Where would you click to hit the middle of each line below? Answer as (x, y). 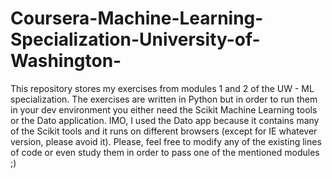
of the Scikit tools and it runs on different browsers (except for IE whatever (164, 131)
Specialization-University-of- (135, 39)
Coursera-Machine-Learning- (137, 18)
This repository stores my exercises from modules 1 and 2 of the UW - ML (162, 88)
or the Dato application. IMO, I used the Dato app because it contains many (165, 120)
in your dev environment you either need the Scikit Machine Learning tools (164, 109)
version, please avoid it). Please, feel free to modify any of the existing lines (166, 141)
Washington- (66, 61)
